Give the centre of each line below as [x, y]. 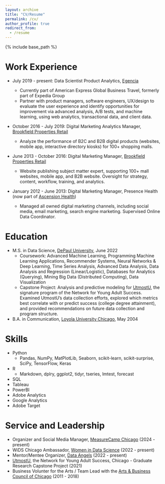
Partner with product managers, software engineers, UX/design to [87, 101]
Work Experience [41, 67]
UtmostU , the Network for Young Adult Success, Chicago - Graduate [82, 460]
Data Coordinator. [38, 216]
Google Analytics [30, 400]
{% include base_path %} [31, 47]
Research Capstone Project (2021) [47, 466]
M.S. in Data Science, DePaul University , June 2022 [65, 250]
